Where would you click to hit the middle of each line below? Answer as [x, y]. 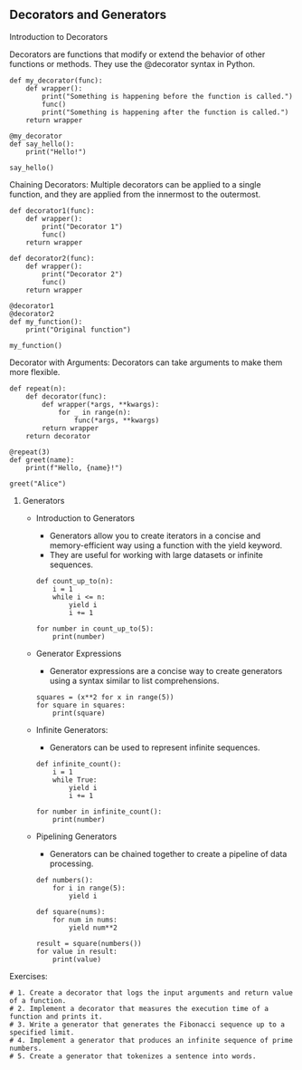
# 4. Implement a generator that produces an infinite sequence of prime [151, 1040]
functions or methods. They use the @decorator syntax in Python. [132, 63]
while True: [75, 780]
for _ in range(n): [94, 412]
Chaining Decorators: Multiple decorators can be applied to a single [135, 184]
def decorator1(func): [52, 211]
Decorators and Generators [88, 15]
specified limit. [42, 1032]
